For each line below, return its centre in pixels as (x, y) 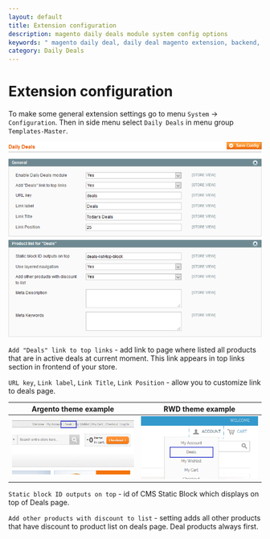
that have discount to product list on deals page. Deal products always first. (133, 527)
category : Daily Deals (46, 51)
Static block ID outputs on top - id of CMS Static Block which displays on (134, 494)
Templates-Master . (38, 131)
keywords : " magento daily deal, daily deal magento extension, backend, (135, 43)
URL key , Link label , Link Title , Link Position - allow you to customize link (135, 382)
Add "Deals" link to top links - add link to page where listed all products (133, 350)
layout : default (35, 17)
